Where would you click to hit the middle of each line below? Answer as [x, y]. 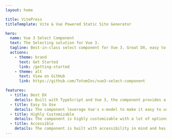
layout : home [19, 10]
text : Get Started [38, 62]
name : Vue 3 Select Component [42, 38]
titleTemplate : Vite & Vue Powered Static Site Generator [68, 24]
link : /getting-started [44, 67]
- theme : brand [31, 57]
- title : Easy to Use [33, 105]
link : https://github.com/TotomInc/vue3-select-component [82, 81]
